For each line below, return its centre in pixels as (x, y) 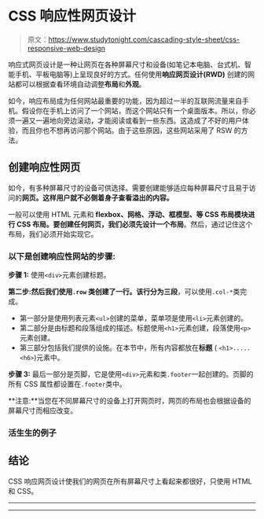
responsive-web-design (66, 48)
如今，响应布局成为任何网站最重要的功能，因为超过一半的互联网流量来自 (125, 101)
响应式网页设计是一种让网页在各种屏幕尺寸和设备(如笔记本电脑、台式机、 (126, 64)
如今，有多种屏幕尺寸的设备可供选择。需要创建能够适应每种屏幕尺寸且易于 (128, 188)
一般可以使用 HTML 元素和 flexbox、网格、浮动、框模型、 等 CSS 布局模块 (128, 214)
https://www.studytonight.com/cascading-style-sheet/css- (144, 39)
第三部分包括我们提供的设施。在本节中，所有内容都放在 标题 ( (118, 348)
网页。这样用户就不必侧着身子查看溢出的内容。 (98, 197)
